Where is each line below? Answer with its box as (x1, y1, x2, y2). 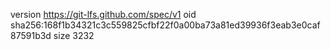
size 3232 (53, 30, 95, 41)
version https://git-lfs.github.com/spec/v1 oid (10, 9, 197, 20)
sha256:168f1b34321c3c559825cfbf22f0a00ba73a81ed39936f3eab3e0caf (10, 19, 321, 31)
